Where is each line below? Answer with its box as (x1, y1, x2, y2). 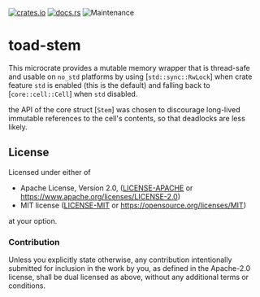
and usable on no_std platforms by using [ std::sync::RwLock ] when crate (8, 72, 253, 81)
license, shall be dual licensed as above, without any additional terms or (8, 273, 249, 282)
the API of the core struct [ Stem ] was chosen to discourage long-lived (8, 104, 240, 114)
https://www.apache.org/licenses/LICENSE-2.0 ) (19, 191, 181, 201)
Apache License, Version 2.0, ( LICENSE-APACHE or (19, 183, 193, 193)
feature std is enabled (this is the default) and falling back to (8, 80, 210, 90)
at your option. (8, 216, 58, 225)
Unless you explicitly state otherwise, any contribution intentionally (8, 255, 232, 264)
